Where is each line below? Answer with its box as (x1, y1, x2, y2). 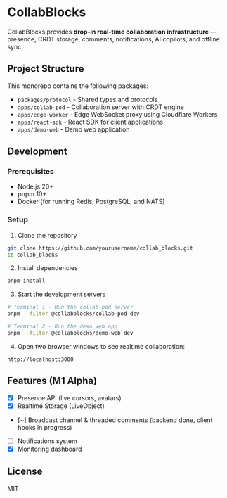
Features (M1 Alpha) (7, 375, 97, 387)
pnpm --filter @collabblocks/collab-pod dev (7, 310, 140, 317)
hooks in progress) (17, 423, 72, 431)
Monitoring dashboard (17, 445, 82, 453)
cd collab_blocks (7, 251, 58, 258)
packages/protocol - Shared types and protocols (17, 95, 158, 103)
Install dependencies (17, 264, 79, 272)
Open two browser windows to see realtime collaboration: (17, 342, 185, 350)
